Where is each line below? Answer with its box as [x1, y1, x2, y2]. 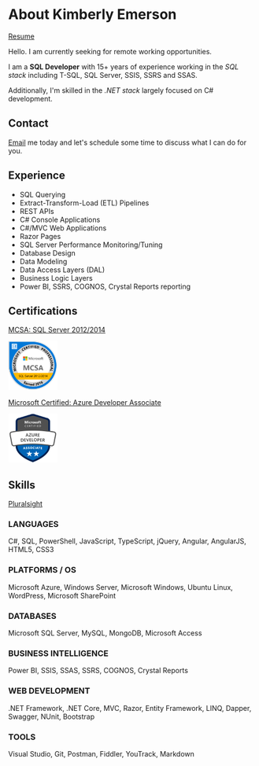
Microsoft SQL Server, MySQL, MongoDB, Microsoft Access [8, 628, 202, 638]
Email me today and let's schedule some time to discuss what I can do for [8, 138, 246, 147]
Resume [8, 31, 35, 41]
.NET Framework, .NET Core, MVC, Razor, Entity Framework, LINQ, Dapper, [8, 703, 252, 713]
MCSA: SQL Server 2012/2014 [8, 325, 106, 335]
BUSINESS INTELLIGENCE [8, 648, 109, 658]
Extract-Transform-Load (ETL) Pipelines [19, 198, 150, 208]
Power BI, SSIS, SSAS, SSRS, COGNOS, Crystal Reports [8, 666, 189, 676]
